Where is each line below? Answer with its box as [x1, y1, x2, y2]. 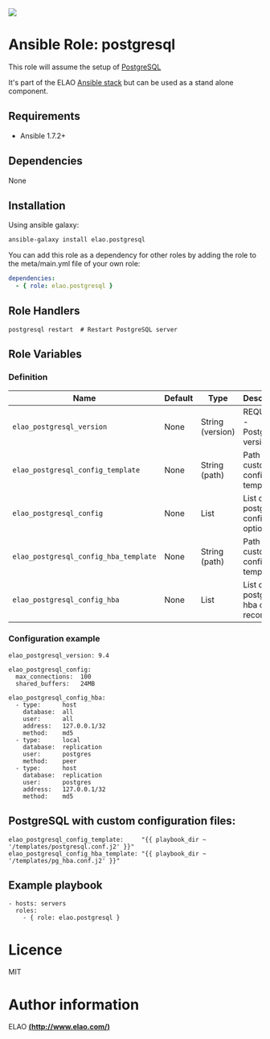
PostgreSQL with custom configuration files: [8, 814, 236, 828]
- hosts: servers [8, 900, 67, 908]
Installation [8, 199, 66, 212]
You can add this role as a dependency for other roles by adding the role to [8, 250, 257, 260]
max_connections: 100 [15, 672, 92, 681]
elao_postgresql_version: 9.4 [8, 651, 110, 659]
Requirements [8, 109, 80, 123]
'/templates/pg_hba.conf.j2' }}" [8, 856, 121, 864]
